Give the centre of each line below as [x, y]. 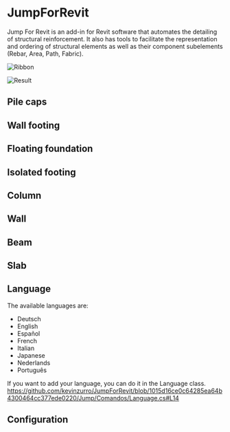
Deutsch [29, 318]
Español [28, 333]
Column [24, 195]
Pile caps [27, 102]
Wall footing [34, 125]
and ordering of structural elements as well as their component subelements [115, 46]
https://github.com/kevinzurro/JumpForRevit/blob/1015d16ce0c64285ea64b [115, 391]
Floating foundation [50, 149]
